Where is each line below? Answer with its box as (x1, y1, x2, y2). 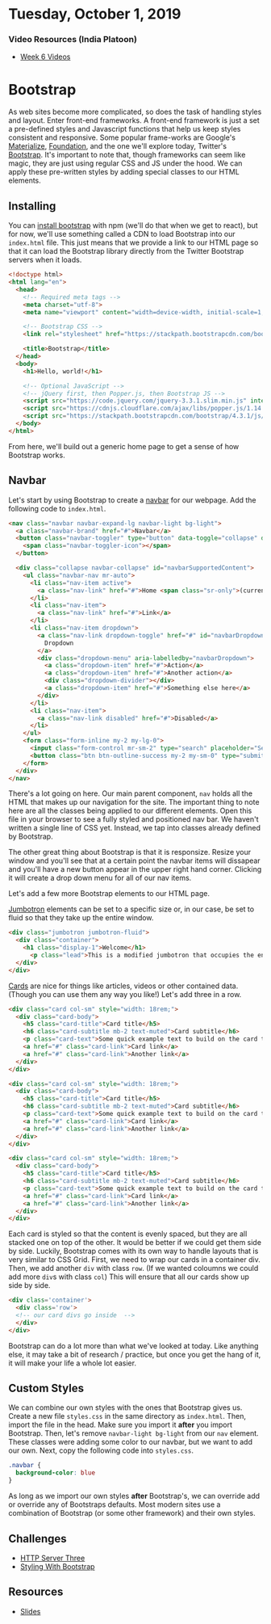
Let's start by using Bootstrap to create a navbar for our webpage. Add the (8, 494, 256, 505)
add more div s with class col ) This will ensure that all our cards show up (8, 1272, 250, 1281)
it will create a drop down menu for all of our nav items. (8, 873, 192, 883)
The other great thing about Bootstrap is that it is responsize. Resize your (8, 848, 252, 857)
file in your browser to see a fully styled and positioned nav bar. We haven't (8, 814, 259, 824)
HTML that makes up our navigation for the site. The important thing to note (8, 797, 260, 807)
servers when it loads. (8, 255, 82, 265)
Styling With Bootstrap (19, 1561, 95, 1571)
